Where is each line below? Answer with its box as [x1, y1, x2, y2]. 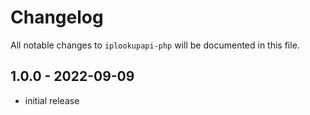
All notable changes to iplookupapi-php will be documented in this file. [10, 39, 300, 51]
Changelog [10, 6, 104, 29]
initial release [24, 94, 80, 106]
